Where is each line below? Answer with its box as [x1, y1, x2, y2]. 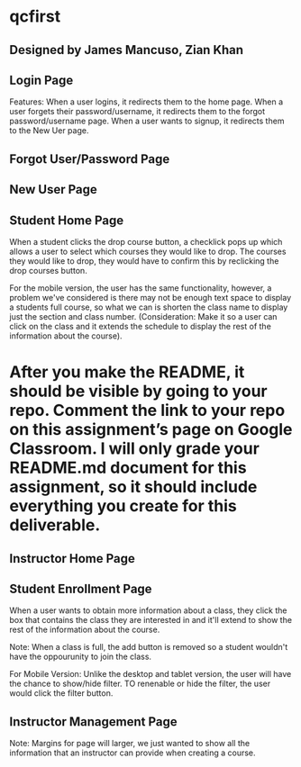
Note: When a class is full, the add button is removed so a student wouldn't [9, 642, 288, 653]
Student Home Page [9, 212, 124, 228]
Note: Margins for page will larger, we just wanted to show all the [9, 738, 251, 749]
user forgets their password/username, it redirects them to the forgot [9, 106, 266, 117]
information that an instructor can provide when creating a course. [9, 747, 256, 758]
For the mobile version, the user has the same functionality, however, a [9, 282, 272, 293]
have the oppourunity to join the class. [9, 651, 151, 663]
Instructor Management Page [9, 714, 178, 729]
